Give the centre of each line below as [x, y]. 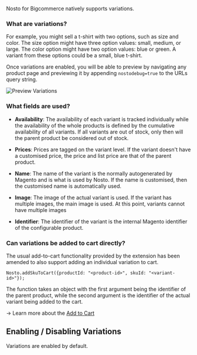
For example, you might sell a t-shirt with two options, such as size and [92, 37]
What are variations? [37, 24]
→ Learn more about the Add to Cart [50, 313]
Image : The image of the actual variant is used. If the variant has [93, 197]
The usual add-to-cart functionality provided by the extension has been [93, 256]
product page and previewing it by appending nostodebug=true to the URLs [97, 73]
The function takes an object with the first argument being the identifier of [96, 289]
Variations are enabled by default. [47, 346]
